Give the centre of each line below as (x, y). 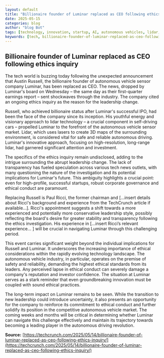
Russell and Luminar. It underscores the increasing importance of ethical (78, 248)
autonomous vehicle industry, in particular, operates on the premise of (76, 259)
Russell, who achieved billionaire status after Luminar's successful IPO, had (81, 111)
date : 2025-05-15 (23, 19)
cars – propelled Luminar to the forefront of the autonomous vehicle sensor (81, 127)
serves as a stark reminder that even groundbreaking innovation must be (78, 279)
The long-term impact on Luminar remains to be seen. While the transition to (82, 294)
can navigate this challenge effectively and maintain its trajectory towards (79, 320)
